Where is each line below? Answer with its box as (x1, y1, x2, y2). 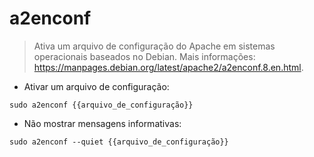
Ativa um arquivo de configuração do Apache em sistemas (33, 40, 276, 52)
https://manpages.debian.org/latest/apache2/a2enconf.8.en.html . (33, 61, 304, 73)
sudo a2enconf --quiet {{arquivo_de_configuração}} (9, 137, 229, 147)
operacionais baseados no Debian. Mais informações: (33, 50, 256, 62)
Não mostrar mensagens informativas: (23, 117, 182, 129)
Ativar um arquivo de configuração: (23, 80, 170, 92)
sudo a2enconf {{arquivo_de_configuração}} (9, 100, 194, 110)
